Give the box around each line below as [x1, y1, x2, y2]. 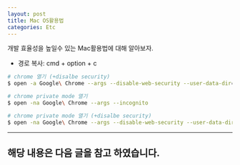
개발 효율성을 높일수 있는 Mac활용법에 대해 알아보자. [7, 44, 154, 53]
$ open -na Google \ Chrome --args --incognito [7, 100, 149, 107]
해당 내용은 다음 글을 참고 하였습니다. [7, 147, 160, 159]
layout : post [7, 10, 46, 18]
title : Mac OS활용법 [7, 17, 64, 24]
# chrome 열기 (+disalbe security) [7, 73, 111, 80]
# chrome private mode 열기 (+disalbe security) [7, 112, 152, 119]
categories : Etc [7, 23, 56, 31]
